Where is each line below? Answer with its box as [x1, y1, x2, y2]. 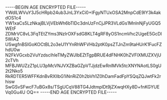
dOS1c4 [5, 15, 21, 20]
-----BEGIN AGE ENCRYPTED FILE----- [5, 4, 86, 10]
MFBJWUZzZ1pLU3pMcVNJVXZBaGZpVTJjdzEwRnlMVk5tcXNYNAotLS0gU [5, 62, 162, 68]
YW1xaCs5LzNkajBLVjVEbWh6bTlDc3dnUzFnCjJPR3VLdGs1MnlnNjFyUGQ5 [5, 20, 161, 26]
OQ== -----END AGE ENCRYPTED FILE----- [26, 89, 117, 95]
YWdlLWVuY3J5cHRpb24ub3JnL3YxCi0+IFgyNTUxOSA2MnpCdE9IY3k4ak [5, 9, 161, 15]
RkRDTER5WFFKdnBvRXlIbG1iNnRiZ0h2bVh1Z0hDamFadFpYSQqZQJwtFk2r [5, 73, 162, 79]
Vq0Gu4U [5, 89, 26, 95]
